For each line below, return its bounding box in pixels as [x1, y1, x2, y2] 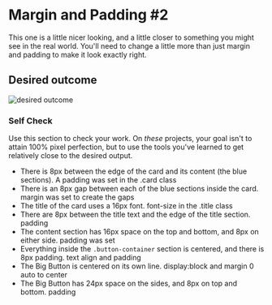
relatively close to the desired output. [8, 151, 133, 161]
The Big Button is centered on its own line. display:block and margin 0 [19, 261, 254, 271]
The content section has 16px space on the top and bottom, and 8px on [19, 227, 260, 237]
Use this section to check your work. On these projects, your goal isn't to [8, 134, 253, 144]
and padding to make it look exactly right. [8, 49, 148, 59]
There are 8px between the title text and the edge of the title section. [19, 209, 251, 220]
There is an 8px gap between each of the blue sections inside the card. [19, 184, 259, 194]
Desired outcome [8, 73, 97, 87]
